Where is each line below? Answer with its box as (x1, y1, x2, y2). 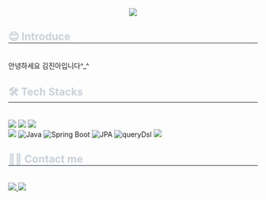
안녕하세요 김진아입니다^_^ (8, 61, 89, 70)
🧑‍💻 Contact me (8, 153, 83, 166)
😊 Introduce (8, 30, 71, 43)
